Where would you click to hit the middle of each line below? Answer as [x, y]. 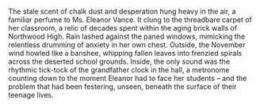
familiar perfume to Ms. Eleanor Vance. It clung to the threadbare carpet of [130, 20]
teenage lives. [31, 95]
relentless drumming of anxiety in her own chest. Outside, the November [127, 45]
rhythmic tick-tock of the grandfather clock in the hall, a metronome [119, 70]
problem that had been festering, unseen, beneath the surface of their [122, 87]
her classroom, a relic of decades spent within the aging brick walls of [123, 28]
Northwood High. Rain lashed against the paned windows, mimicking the [127, 36]
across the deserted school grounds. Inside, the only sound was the [119, 61]
